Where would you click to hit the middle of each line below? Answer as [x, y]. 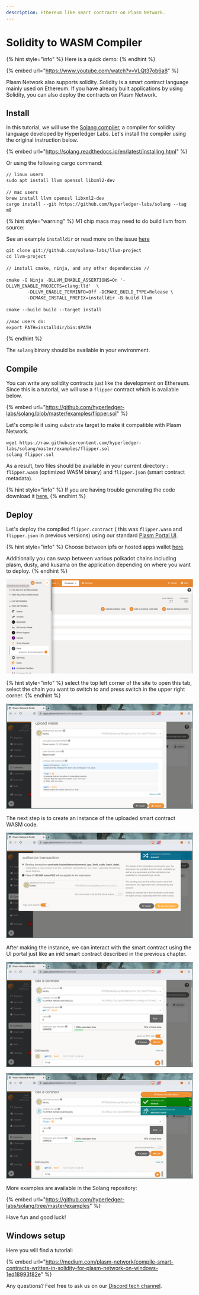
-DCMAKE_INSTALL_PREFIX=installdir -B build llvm [90, 298]
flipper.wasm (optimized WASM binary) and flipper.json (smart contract [96, 472]
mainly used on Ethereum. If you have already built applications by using [94, 88]
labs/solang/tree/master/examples [48, 1205]
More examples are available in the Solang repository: [72, 1188]
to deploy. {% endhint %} [37, 571]
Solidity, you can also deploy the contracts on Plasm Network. [82, 94]
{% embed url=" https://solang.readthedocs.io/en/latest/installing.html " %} [97, 152]
